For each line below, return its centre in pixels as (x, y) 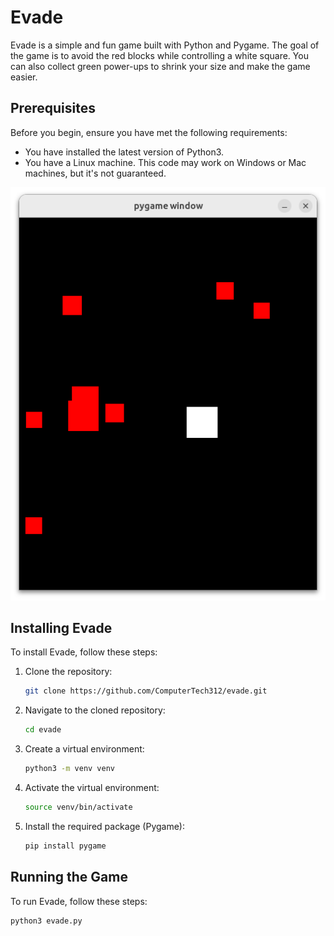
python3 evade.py (46, 921)
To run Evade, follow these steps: (79, 901)
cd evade (43, 730)
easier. (24, 77)
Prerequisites (53, 108)
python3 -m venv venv (70, 769)
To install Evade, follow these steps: (84, 652)
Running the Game (69, 877)
